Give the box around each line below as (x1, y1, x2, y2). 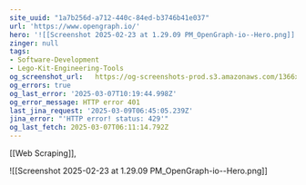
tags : (9, 47, 30, 56)
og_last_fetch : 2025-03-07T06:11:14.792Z (9, 123, 169, 132)
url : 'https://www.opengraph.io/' (9, 22, 141, 31)
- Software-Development (9, 55, 100, 64)
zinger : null (9, 38, 59, 48)
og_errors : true (9, 81, 71, 90)
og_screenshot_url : (9, 73, 84, 82)
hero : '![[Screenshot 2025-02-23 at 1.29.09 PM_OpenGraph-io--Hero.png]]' (9, 30, 300, 39)
